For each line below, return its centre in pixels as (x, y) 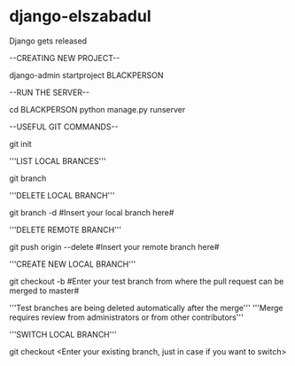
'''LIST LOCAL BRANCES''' (58, 160)
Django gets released (48, 41)
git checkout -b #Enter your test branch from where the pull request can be (147, 281)
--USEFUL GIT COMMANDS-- (64, 127)
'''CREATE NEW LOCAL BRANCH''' (73, 264)
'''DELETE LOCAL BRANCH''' (62, 195)
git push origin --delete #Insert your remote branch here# (114, 246)
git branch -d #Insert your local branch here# (92, 212)
